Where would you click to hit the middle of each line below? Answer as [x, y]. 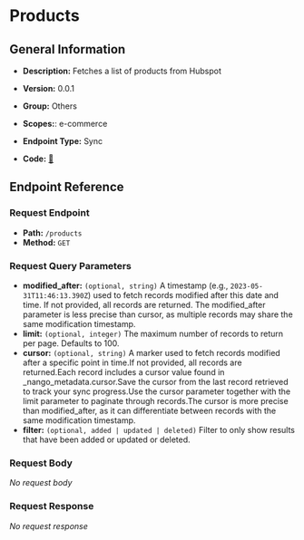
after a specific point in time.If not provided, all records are [132, 362]
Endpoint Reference [67, 187]
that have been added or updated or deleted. [106, 439]
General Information [68, 49]
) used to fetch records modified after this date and [183, 294]
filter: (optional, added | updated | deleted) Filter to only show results [159, 429]
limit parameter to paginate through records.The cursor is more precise [155, 400]
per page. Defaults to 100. [71, 343]
